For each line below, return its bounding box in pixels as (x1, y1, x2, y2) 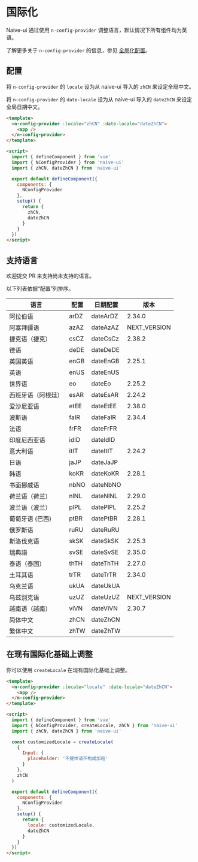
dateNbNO (91, 480, 121, 489)
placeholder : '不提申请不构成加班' (28, 756, 108, 762)
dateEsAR (91, 390, 119, 399)
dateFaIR (91, 413, 117, 421)
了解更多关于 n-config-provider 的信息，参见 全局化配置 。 (6, 46, 151, 54)
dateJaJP (91, 458, 118, 466)
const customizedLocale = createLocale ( (11, 739, 114, 745)
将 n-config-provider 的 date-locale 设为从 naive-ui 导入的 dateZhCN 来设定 (6, 95, 193, 103)
